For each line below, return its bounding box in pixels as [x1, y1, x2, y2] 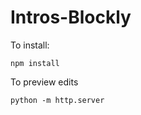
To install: [10, 39, 50, 51]
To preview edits [10, 76, 79, 88]
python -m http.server [10, 95, 105, 105]
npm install [10, 58, 60, 68]
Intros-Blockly [10, 6, 132, 29]
